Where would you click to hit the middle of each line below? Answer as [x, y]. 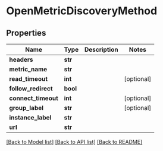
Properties [26, 33]
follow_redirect [31, 89]
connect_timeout [34, 98]
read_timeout [29, 79]
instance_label [30, 117]
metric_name [28, 69]
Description [101, 50]
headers [21, 59]
